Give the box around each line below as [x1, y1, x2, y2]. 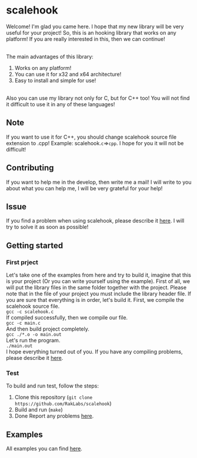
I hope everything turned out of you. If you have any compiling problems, [6, 348, 183, 355]
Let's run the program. [6, 337, 61, 344]
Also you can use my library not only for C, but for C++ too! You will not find [6, 95, 190, 102]
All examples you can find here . [6, 445, 82, 452]
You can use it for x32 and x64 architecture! [14, 70, 122, 78]
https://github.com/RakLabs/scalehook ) [14, 400, 112, 407]
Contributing [6, 163, 54, 173]
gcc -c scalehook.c [6, 309, 54, 315]
